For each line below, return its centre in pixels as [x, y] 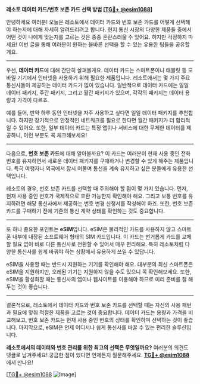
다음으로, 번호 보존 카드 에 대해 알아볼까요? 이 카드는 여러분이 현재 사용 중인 [93, 153]
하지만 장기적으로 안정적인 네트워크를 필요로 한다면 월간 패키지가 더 [96, 120]
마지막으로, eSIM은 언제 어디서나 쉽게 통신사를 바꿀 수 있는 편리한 [95, 327]
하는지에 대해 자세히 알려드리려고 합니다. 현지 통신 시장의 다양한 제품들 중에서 [102, 30]
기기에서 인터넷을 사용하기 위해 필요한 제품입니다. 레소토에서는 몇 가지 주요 [104, 78]
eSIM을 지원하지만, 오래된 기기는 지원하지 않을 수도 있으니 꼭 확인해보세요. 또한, [99, 272]
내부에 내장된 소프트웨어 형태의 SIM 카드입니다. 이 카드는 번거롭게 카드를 [96, 236]
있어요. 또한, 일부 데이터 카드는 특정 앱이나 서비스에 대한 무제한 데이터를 [102, 128]
